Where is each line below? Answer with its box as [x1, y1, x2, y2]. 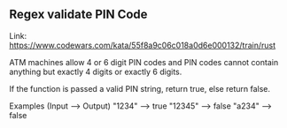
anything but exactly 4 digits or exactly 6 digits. [9, 66, 182, 77]
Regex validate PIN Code [9, 7, 148, 22]
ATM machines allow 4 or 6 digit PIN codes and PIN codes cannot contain [9, 56, 279, 67]
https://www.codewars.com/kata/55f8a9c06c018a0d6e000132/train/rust [9, 40, 276, 50]
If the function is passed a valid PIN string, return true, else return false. [9, 83, 271, 94]
